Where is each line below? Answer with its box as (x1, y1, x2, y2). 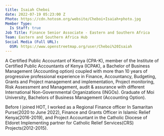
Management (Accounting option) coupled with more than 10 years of (5, 68, 148, 74)
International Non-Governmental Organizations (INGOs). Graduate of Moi (5, 89, 155, 95)
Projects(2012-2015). (5, 125, 48, 131)
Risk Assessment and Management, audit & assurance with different (5, 84, 145, 90)
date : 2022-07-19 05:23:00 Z (5, 12, 66, 17)
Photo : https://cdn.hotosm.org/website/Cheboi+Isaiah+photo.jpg (5, 16, 141, 21)
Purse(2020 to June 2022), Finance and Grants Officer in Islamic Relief (5, 109, 151, 115)
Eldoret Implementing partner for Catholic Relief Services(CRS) (5, 120, 134, 126)
